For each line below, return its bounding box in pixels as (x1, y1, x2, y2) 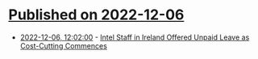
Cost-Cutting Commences (19, 40, 107, 50)
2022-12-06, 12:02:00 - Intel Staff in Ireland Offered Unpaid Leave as (19, 32, 250, 42)
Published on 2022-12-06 (8, 6, 185, 24)
